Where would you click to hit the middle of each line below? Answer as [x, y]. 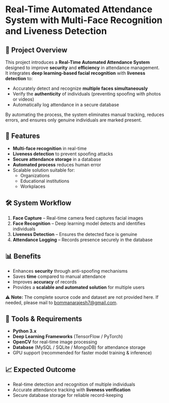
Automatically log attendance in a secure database [66, 105]
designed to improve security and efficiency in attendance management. [82, 68]
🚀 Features [23, 136]
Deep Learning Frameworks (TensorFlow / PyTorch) [68, 337]
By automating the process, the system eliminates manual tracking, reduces [85, 114]
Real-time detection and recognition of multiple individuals [74, 385]
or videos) [23, 99]
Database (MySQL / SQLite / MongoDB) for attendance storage [79, 347]
